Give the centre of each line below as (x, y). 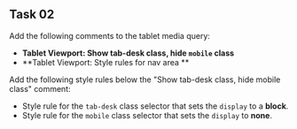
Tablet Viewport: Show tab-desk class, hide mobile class (128, 53)
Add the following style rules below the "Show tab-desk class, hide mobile (145, 80)
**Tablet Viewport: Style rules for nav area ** (106, 62)
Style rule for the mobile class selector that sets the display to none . (147, 115)
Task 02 (32, 15)
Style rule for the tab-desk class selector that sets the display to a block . (155, 106)
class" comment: (40, 88)
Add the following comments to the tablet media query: (110, 35)
